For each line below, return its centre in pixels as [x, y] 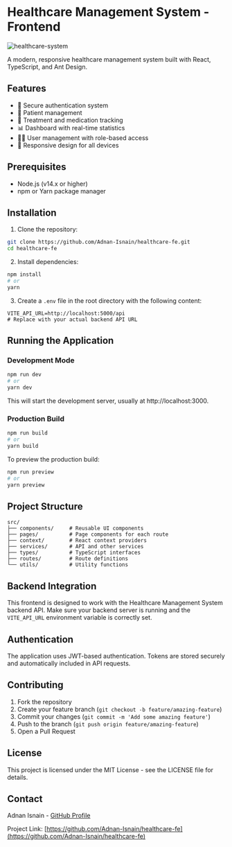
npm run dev [24, 375]
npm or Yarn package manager [61, 191]
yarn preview [26, 485]
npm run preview [30, 472]
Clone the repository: [47, 229]
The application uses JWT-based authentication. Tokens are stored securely [116, 656]
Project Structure [45, 506]
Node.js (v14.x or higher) [52, 184]
